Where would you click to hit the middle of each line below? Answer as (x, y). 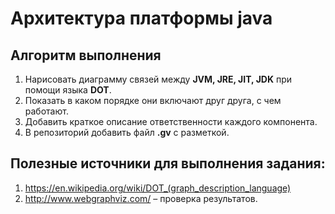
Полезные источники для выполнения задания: (168, 163)
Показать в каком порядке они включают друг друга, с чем (153, 100)
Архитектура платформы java (141, 18)
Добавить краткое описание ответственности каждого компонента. (171, 121)
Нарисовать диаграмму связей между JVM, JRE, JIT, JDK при (158, 79)
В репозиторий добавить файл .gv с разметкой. (127, 132)
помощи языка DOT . (68, 90)
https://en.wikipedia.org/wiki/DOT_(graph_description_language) (158, 188)
